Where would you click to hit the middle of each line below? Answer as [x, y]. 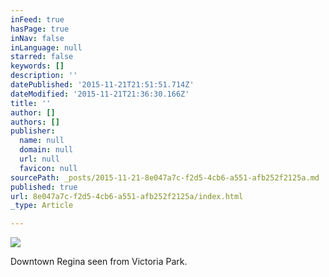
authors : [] [35, 122]
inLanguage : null [46, 47]
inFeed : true [37, 19]
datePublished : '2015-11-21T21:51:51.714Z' [102, 85]
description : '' [44, 76]
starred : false [42, 57]
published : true [44, 187]
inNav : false [37, 38]
